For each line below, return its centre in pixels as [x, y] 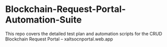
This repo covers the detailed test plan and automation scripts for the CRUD [84, 33]
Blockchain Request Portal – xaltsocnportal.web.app [59, 39]
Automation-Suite [44, 20]
